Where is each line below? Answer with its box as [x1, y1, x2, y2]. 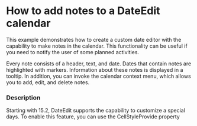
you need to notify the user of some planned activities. [6, 48, 140, 55]
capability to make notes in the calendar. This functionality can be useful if [6, 42, 188, 49]
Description [6, 93, 41, 101]
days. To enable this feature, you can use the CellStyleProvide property [6, 113, 180, 120]
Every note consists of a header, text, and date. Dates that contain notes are [6, 60, 192, 67]
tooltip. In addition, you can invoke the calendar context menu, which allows [6, 72, 191, 79]
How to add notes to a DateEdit [6, 4, 160, 18]
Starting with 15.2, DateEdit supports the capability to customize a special [6, 107, 185, 114]
